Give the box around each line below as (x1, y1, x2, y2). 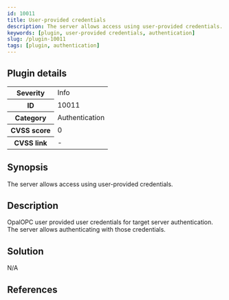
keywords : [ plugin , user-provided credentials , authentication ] (7, 29, 195, 37)
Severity (16, 88, 45, 97)
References (7, 283, 58, 295)
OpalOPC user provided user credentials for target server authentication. (7, 218, 213, 226)
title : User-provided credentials (7, 17, 107, 23)
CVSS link (13, 138, 47, 148)
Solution (7, 246, 44, 257)
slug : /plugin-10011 (7, 36, 67, 43)
